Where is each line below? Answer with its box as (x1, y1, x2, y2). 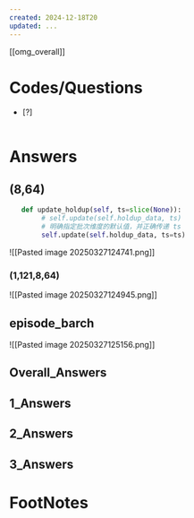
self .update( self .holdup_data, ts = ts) (41, 230, 186, 240)
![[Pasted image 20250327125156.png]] (9, 340, 156, 350)
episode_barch (9, 315, 95, 331)
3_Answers (9, 456, 74, 471)
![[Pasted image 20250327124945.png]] (9, 289, 158, 300)
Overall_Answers (9, 365, 107, 381)
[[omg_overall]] (9, 46, 65, 56)
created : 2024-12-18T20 (9, 13, 98, 22)
